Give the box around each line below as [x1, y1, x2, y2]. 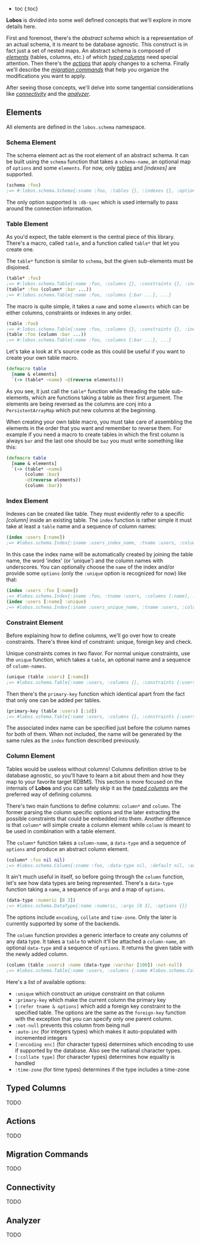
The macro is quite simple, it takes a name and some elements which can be [6, 303, 189, 310]
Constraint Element [6, 618, 64, 627]
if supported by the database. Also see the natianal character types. [14, 1046, 182, 1054]
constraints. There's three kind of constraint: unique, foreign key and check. [6, 638, 193, 645]
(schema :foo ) [6, 182, 42, 188]
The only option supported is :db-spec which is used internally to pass [6, 198, 179, 205]
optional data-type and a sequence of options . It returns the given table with [6, 944, 193, 952]
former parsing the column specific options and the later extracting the [6, 808, 180, 815]
